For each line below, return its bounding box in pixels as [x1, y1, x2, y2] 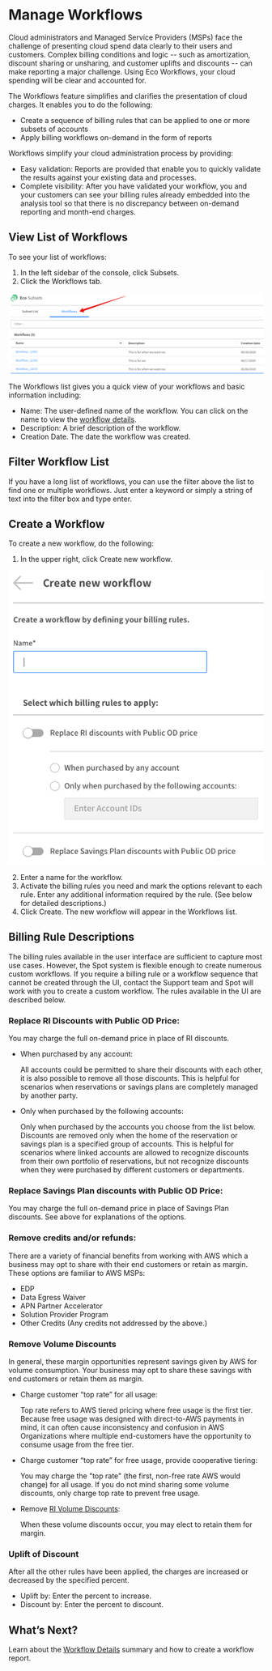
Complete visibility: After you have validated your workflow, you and [19, 181, 248, 191]
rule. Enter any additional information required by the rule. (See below [19, 889, 253, 899]
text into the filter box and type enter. [8, 494, 132, 504]
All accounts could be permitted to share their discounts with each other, [19, 1065, 263, 1074]
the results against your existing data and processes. [19, 172, 197, 182]
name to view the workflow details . [19, 415, 137, 424]
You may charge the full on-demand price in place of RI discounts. [8, 1034, 229, 1044]
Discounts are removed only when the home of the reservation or [19, 1131, 238, 1141]
